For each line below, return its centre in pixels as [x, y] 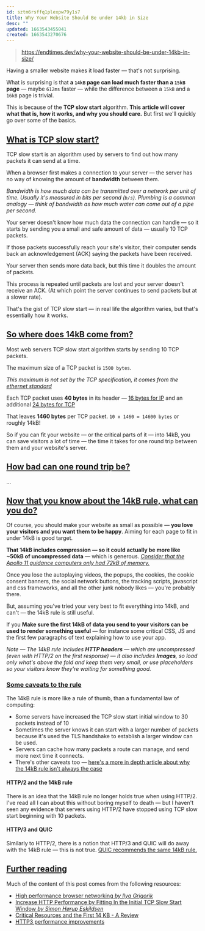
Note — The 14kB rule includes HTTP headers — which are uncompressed [101, 649]
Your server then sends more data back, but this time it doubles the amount [101, 265]
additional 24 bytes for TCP [41, 404]
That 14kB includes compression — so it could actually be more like [93, 550]
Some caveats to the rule [44, 685]
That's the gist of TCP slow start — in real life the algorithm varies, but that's [102, 308]
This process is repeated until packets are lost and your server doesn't [95, 284]
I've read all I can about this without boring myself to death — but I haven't [100, 802]
